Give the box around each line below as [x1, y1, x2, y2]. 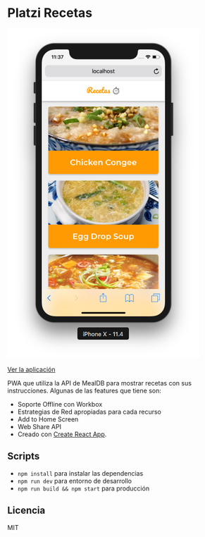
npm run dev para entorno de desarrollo [17, 476, 132, 485]
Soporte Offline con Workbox [17, 400, 103, 408]
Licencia [7, 505, 46, 517]
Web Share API [17, 422, 62, 431]
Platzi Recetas [7, 5, 93, 21]
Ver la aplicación [7, 365, 56, 374]
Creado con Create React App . [17, 430, 107, 438]
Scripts [7, 450, 40, 462]
